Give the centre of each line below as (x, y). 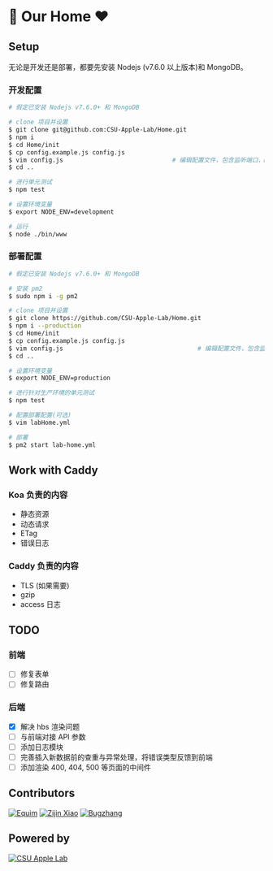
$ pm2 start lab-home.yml (52, 445)
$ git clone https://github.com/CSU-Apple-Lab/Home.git (105, 318)
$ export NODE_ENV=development (61, 212)
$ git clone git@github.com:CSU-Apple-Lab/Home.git (97, 130)
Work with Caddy (54, 470)
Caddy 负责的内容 (43, 566)
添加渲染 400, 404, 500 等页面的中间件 (86, 767)
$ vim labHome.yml (39, 422)
